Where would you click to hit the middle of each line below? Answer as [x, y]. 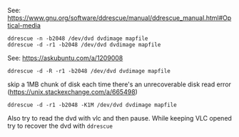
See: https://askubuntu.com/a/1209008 [65, 58]
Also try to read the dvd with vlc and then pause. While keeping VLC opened [119, 118]
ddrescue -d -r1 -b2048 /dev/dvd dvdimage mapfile [84, 45]
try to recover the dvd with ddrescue [60, 126]
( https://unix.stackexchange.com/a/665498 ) [72, 92]
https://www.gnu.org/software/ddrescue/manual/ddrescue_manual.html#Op [119, 18]
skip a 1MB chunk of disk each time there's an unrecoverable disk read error [119, 84]
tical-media [24, 25]
